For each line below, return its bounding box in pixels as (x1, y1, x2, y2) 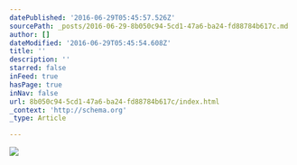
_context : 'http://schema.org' (9, 105, 127, 115)
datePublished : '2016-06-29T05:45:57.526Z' (9, 13, 176, 23)
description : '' (9, 55, 70, 64)
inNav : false (9, 88, 59, 97)
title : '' (9, 47, 47, 56)
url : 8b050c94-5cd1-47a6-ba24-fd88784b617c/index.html (9, 96, 220, 106)
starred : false (9, 64, 67, 73)
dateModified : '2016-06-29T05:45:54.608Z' (9, 38, 172, 48)
